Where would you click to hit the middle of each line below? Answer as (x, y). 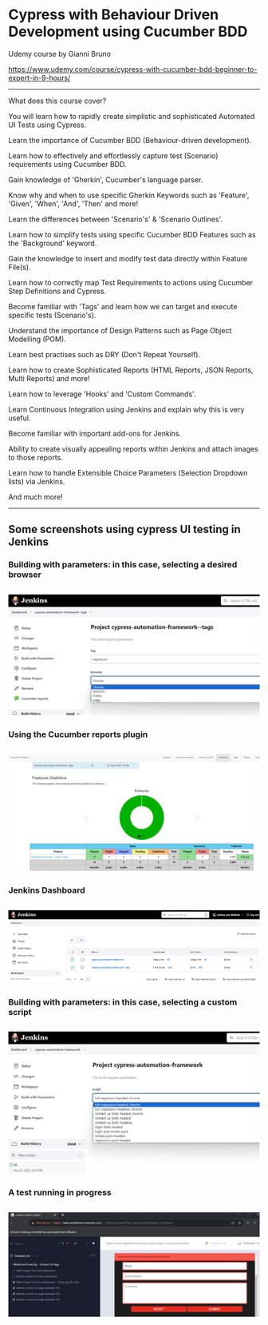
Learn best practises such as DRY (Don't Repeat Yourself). (104, 354)
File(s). (20, 267)
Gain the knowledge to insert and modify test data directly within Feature (128, 258)
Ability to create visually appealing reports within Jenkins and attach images (134, 448)
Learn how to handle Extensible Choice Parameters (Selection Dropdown (128, 472)
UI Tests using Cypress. (47, 125)
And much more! (36, 496)
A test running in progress (60, 1192)
